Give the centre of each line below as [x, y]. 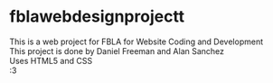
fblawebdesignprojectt [97, 17]
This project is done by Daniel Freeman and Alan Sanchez [117, 51]
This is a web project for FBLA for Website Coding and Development [136, 41]
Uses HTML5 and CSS [51, 60]
